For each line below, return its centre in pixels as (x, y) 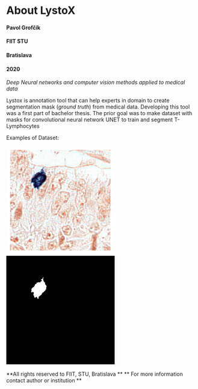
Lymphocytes (23, 126)
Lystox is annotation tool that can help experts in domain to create (88, 101)
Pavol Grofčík (23, 27)
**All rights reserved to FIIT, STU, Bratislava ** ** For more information (95, 374)
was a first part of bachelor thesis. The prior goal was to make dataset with (99, 113)
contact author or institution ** (44, 381)
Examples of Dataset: (32, 138)
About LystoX (41, 11)
